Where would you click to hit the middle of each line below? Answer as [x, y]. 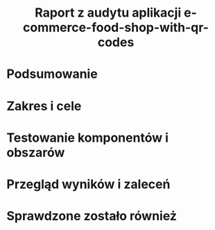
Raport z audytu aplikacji [108, 13]
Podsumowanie [52, 74]
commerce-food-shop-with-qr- [116, 27]
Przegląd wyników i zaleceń [88, 184]
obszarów [36, 153]
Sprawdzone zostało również [92, 216]
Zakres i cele [44, 106]
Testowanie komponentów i [88, 138]
